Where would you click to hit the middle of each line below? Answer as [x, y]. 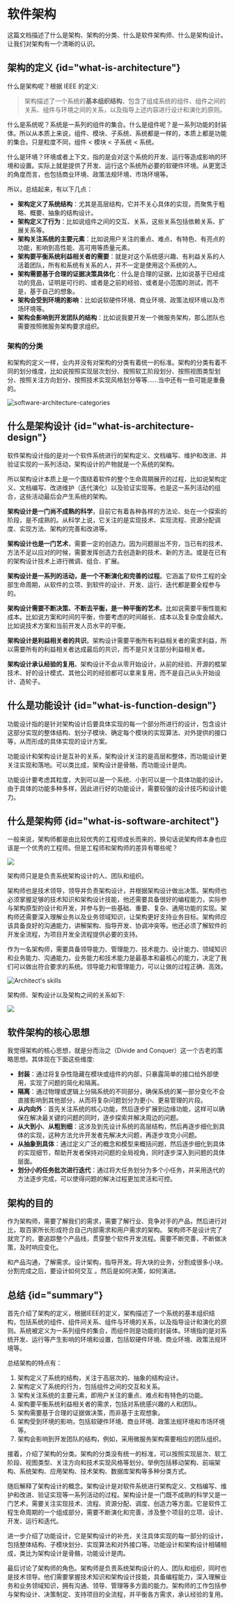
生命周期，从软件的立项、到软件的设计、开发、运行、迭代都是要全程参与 [117, 585]
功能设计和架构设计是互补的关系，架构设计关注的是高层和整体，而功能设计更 [117, 756]
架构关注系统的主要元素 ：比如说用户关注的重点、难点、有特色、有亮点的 [121, 239]
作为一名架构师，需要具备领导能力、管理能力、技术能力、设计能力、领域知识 [117, 949]
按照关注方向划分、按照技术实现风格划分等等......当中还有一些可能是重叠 [122, 380]
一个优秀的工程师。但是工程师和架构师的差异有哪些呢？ [99, 848]
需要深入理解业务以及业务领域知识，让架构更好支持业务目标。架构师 [123, 917]
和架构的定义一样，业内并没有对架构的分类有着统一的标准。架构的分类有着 [114, 362]
